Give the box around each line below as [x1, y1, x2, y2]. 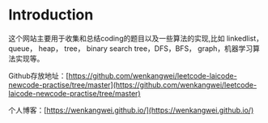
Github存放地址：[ [8, 70, 69, 80]
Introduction [8, 6, 94, 24]
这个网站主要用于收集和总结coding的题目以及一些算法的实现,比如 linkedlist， [8, 33, 264, 43]
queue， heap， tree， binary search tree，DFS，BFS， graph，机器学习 [8, 43, 253, 53]
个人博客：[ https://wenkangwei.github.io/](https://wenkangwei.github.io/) [8, 105, 254, 115]
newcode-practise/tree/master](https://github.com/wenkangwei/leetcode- [8, 79, 257, 90]
